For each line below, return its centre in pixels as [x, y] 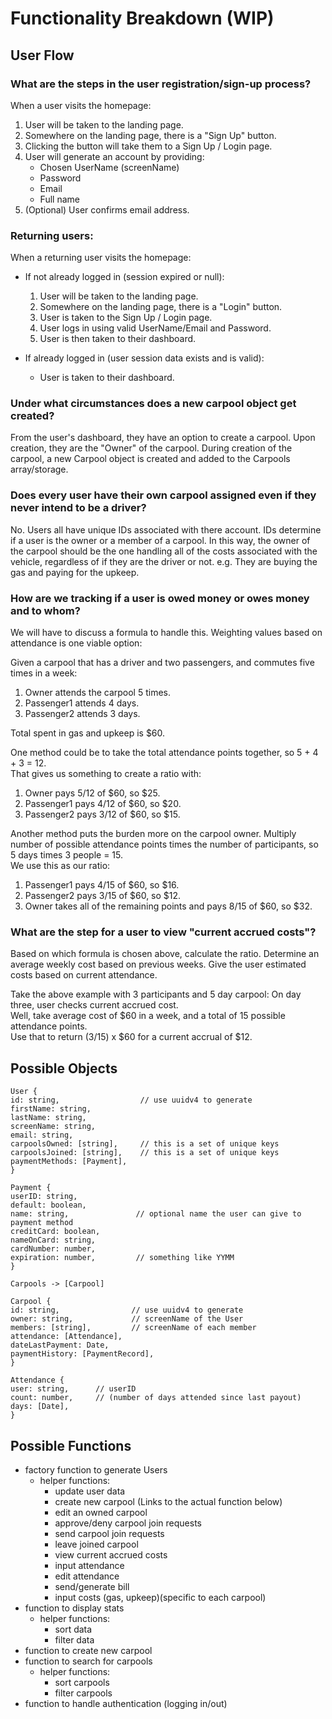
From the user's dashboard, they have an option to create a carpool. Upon [163, 438]
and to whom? [45, 610]
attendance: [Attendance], [66, 1337]
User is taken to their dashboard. [107, 378]
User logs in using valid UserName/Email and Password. [155, 328]
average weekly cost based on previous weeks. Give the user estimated [158, 964]
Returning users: [52, 235]
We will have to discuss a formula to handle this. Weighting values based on [166, 633]
